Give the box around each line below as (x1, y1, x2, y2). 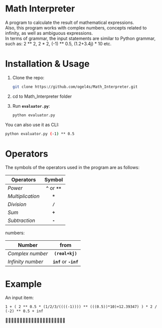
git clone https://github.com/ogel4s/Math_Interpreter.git (12, 84, 138, 89)
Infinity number (7, 258, 43, 265)
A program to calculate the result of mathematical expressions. (5, 19, 135, 25)
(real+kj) (54, 251, 77, 257)
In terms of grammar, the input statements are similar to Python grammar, (5, 35, 156, 41)
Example (5, 278, 42, 290)
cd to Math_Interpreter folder (12, 93, 72, 99)
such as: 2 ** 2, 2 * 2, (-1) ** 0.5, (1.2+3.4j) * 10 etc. (5, 40, 112, 46)
